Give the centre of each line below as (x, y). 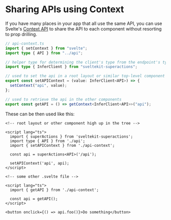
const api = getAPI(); (34, 199)
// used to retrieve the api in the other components (64, 99)
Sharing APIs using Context (65, 9)
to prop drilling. (21, 34)
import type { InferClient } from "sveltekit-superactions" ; (72, 67)
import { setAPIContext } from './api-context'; (62, 145)
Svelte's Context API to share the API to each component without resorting (83, 28)
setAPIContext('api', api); (40, 163)
